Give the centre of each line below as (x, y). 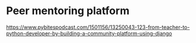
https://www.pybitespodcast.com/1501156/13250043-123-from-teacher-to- (98, 27)
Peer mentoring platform (68, 11)
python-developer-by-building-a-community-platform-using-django (89, 33)
